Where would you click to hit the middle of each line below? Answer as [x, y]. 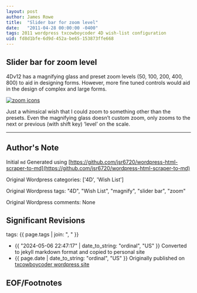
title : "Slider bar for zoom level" [52, 22]
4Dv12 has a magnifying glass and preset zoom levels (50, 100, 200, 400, [95, 76]
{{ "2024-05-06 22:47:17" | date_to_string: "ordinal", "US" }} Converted [101, 246]
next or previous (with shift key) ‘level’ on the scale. [68, 124]
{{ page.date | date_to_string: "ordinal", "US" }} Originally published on [100, 258]
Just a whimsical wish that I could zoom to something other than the [89, 111]
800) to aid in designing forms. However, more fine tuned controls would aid [98, 82]
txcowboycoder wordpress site [52, 264]
